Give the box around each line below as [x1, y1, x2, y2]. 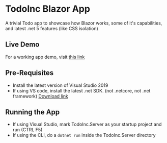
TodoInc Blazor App [5, 3, 91, 15]
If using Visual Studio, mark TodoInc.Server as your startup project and [12, 121, 162, 128]
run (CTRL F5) [12, 127, 43, 133]
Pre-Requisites [5, 68, 54, 77]
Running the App [5, 108, 60, 116]
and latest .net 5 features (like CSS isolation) [5, 25, 98, 31]
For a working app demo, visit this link [5, 54, 85, 60]
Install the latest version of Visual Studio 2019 [12, 82, 108, 88]
